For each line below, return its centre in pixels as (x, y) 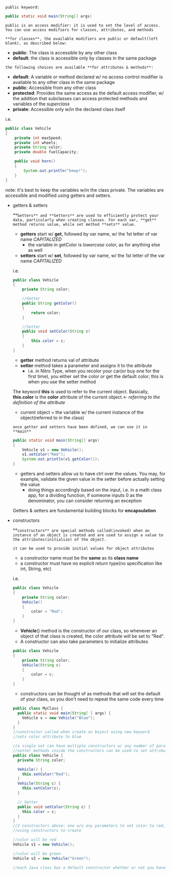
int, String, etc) (36, 569)
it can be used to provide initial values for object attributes (83, 548)
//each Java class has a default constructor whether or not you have (89, 867)
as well (35, 250)
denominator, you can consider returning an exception (85, 501)
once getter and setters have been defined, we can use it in (80, 427)
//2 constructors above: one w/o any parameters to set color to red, (89, 826)
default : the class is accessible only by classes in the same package (84, 58)
